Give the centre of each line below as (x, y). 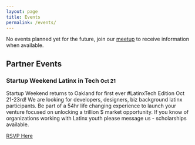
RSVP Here (20, 136)
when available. (25, 45)
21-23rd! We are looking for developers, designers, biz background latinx (94, 100)
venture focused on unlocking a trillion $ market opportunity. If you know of (97, 112)
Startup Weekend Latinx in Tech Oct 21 (61, 80)
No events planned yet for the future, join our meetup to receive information (98, 39)
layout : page (22, 11)
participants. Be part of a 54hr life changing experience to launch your (91, 106)
